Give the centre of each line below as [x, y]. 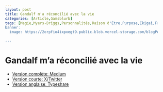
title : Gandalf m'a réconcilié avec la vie [50, 14]
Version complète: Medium [39, 74]
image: [16, 32]
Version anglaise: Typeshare [40, 84]
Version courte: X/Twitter [37, 79]
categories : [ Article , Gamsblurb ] [39, 18]
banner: [13, 28]
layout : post [18, 9]
